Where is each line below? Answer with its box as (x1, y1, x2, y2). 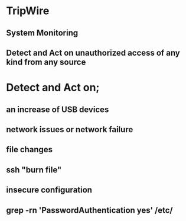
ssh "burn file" (6, 165, 62, 175)
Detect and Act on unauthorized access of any (6, 47, 180, 57)
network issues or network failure (6, 124, 133, 134)
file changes (6, 145, 53, 155)
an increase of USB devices (6, 104, 109, 114)
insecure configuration (6, 185, 93, 195)
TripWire (6, 4, 50, 18)
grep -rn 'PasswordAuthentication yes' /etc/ (6, 205, 173, 215)
